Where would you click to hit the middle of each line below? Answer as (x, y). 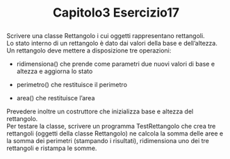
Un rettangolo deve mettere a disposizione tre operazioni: (89, 50)
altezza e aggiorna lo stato (55, 71)
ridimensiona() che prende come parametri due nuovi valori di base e (116, 64)
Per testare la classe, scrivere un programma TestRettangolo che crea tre (111, 127)
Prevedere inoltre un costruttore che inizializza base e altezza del (100, 111)
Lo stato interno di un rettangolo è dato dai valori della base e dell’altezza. (112, 44)
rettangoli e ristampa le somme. (52, 148)
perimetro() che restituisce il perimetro (72, 85)
